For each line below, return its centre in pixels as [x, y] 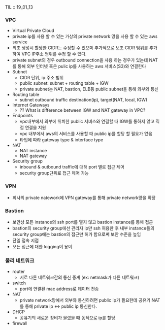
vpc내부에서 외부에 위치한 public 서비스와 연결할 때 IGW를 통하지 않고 [87, 121]
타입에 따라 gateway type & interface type [61, 140]
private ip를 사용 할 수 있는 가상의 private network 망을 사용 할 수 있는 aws [85, 36]
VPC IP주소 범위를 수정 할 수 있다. [54, 54]
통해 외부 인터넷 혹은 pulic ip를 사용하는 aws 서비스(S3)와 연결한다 [82, 66]
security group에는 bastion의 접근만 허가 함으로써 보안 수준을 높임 [77, 234]
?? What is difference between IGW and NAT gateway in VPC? [82, 110]
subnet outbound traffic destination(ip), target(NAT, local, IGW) [83, 100]
